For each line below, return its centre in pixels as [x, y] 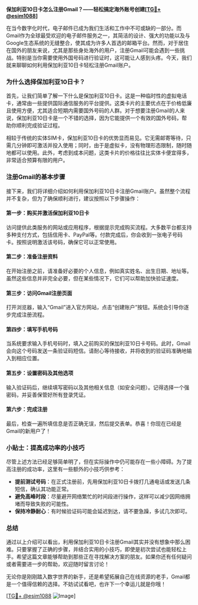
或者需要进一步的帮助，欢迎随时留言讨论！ [58, 564]
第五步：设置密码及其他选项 [40, 373]
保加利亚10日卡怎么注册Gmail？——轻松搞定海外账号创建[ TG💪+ [83, 9]
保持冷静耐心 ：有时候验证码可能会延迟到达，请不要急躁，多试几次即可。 [102, 512]
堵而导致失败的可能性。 [43, 504]
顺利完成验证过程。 [39, 125]
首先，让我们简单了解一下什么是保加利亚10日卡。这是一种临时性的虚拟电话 [97, 96]
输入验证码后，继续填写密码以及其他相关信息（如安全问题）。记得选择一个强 [98, 387]
